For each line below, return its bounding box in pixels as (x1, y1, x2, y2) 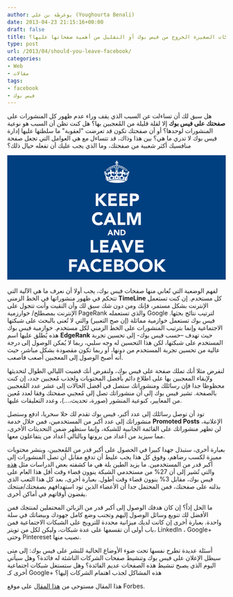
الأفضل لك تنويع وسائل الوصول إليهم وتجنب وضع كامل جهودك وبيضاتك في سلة (7, 510, 209, 518)
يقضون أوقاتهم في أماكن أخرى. (7, 489, 88, 497)
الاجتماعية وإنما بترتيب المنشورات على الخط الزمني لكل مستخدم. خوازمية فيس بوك (7, 324, 223, 332)
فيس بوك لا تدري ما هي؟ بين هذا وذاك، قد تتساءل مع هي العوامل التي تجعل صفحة (7, 134, 217, 143)
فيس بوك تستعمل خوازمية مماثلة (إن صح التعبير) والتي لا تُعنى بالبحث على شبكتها (7, 316, 216, 324)
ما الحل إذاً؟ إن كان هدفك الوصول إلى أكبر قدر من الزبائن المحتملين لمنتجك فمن (7, 503, 213, 511)
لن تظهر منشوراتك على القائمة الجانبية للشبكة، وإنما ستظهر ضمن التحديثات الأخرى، (7, 424, 222, 433)
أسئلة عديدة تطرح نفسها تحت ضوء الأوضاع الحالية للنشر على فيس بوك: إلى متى (7, 546, 213, 555)
